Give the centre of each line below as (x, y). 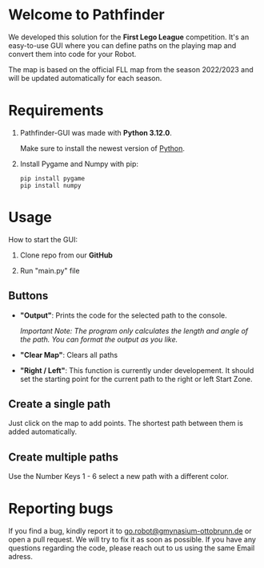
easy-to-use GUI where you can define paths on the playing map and (122, 45)
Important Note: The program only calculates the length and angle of (134, 331)
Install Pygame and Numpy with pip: (79, 164)
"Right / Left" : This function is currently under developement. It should (137, 370)
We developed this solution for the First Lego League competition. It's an (129, 37)
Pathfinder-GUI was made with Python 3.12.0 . (96, 132)
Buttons (28, 296)
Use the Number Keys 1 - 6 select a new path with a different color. (119, 477)
